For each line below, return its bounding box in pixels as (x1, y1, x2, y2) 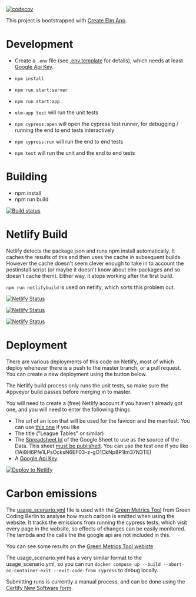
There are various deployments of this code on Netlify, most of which (6, 358, 174, 365)
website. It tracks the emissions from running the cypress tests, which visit (6, 519, 187, 526)
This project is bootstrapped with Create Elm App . (6, 17, 128, 24)
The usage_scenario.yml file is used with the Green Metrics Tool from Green (6, 506, 191, 513)
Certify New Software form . (6, 584, 73, 591)
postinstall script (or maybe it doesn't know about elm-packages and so (6, 266, 181, 273)
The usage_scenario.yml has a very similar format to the (6, 554, 142, 561)
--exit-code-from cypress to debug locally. (53, 566, 159, 573)
